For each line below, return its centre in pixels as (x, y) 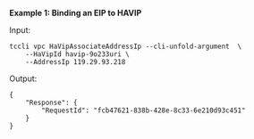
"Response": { (51, 102)
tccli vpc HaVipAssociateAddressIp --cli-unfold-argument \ (126, 46)
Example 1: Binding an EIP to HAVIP (76, 13)
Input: (20, 30)
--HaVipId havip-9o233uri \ (77, 54)
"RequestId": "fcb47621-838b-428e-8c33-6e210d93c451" (144, 110)
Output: (23, 78)
